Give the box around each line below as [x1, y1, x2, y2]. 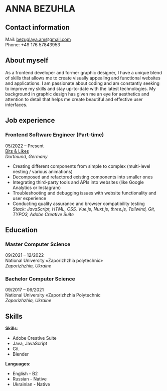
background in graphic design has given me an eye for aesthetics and [5, 91, 149, 97]
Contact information [5, 23, 70, 32]
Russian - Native [12, 376, 47, 382]
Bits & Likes [5, 148, 29, 154]
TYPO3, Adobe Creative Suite [12, 211, 74, 217]
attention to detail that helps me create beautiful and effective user [5, 96, 143, 102]
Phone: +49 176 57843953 [5, 42, 60, 48]
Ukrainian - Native [12, 381, 50, 387]
